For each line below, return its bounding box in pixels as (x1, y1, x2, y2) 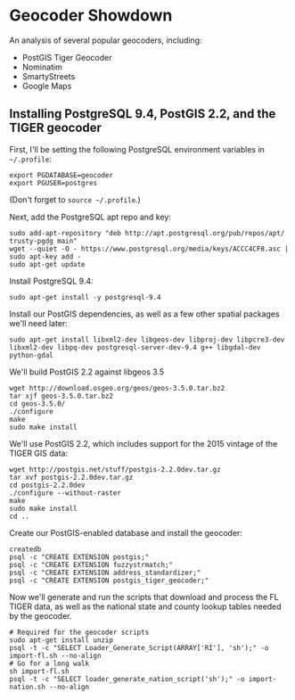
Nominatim (21, 62, 62, 72)
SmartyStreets (21, 70, 76, 81)
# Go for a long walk (9, 659, 90, 668)
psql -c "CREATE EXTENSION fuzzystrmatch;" (9, 560, 174, 569)
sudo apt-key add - (9, 251, 82, 261)
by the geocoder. (9, 610, 72, 621)
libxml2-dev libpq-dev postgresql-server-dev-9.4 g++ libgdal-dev (9, 342, 261, 352)
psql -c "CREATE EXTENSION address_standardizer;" (9, 568, 201, 577)
